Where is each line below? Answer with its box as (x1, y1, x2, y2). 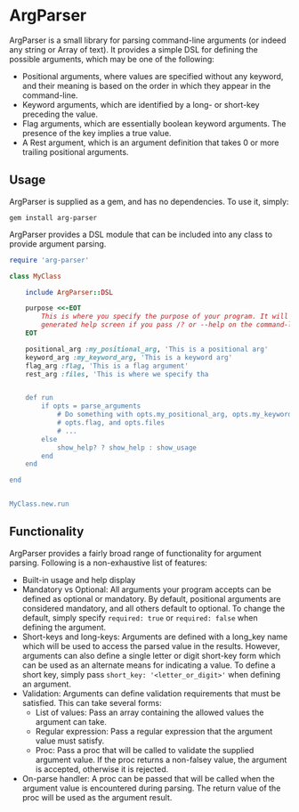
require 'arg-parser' (9, 256, 90, 264)
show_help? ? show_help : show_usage (56, 443, 198, 452)
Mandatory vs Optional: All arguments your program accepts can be (21, 584, 271, 595)
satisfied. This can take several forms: (21, 697, 162, 708)
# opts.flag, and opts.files (56, 418, 166, 427)
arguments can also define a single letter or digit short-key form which (21, 650, 281, 661)
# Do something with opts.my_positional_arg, (56, 410, 229, 419)
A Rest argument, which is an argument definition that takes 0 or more (21, 137, 279, 148)
